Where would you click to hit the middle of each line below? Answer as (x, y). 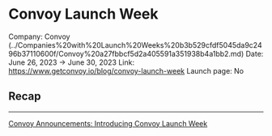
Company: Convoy (39, 36)
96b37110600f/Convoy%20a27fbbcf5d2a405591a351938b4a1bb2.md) (126, 53)
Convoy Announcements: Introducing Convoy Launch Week (108, 123)
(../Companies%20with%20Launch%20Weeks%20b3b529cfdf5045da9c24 (135, 45)
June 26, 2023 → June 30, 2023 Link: (72, 62)
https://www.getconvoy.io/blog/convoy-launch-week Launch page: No (126, 70)
